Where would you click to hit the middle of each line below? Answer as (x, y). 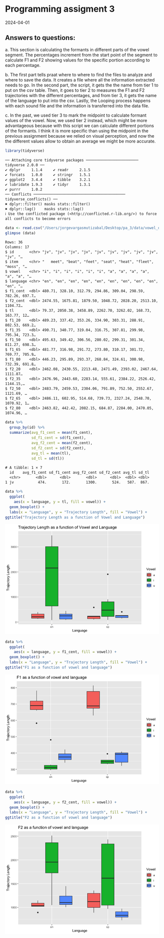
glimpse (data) (20, 233)
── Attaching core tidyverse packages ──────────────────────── (72, 160)
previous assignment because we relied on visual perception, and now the (80, 136)
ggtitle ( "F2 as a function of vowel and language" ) (59, 818)
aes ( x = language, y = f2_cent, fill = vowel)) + (65, 802)
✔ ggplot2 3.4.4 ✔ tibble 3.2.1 (48, 180)
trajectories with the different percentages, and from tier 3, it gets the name (81, 95)
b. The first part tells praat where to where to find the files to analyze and (79, 75)
